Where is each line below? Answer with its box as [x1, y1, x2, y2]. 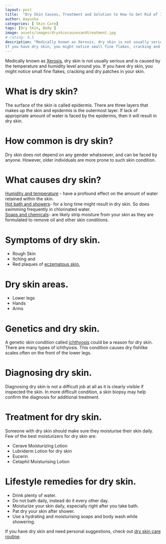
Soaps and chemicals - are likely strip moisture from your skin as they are [5, 212, 154, 218]
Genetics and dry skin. [5, 323, 100, 334]
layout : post [5, 7, 32, 12]
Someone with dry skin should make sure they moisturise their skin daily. [5, 428, 154, 434]
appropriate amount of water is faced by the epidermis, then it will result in [5, 113, 157, 119]
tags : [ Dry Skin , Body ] [5, 26, 56, 31]
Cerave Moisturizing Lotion [12, 443, 68, 449]
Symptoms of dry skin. [5, 234, 100, 245]
